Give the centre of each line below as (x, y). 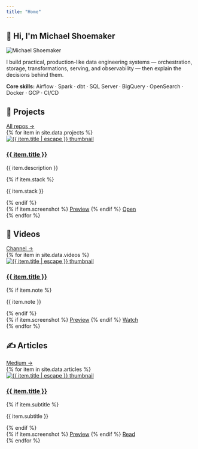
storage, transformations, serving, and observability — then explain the (94, 68)
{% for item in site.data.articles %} (49, 369)
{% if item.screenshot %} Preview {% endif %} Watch (72, 319)
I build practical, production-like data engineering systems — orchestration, (99, 62)
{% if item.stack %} (30, 179)
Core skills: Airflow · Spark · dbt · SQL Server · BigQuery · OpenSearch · (95, 86)
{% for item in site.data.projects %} (50, 133)
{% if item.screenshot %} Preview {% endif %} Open (71, 209)
